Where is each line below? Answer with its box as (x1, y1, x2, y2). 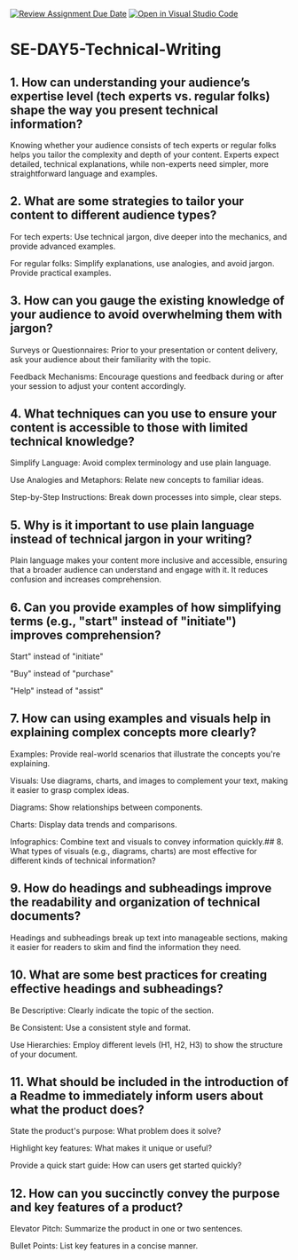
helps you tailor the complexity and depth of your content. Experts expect (10, 149, 279, 160)
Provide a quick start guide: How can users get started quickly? (10, 1160, 242, 1171)
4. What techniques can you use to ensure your (10, 407, 278, 422)
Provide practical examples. (10, 267, 112, 278)
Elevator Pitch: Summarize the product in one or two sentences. (10, 1224, 243, 1234)
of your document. (10, 1049, 78, 1059)
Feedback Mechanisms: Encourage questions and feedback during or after (10, 371, 284, 382)
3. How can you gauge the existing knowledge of (10, 293, 285, 308)
